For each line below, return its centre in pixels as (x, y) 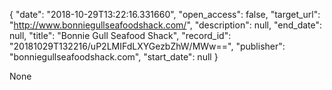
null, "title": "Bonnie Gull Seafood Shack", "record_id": (120, 35)
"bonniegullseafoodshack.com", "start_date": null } (114, 57)
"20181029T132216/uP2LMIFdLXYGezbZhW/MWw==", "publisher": (147, 46)
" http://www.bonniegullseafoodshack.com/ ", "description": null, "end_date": (166, 25)
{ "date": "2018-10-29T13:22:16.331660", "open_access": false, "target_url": (165, 14)
